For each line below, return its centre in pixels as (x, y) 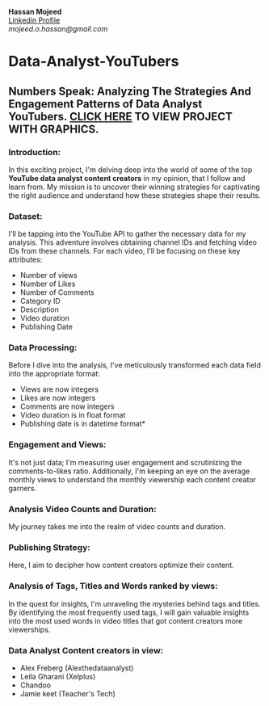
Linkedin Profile (34, 20)
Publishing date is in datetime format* (83, 424)
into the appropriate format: (55, 374)
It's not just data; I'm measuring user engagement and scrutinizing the (125, 462)
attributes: (25, 260)
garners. (23, 488)
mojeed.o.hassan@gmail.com (58, 29)
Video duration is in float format (73, 415)
